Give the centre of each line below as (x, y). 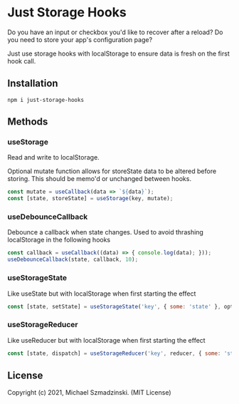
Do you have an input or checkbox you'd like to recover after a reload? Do (115, 32)
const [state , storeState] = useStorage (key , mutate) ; (90, 199)
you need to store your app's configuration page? (80, 39)
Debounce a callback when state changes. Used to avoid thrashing (106, 232)
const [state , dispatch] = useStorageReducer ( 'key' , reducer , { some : (114, 353)
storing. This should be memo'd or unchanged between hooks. (100, 179)
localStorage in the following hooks (59, 240)
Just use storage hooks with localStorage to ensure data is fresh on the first (118, 53)
